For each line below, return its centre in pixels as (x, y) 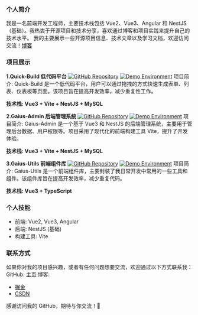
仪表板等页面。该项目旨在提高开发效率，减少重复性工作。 (86, 91)
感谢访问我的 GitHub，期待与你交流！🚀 (53, 306)
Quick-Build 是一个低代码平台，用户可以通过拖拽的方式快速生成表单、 (99, 83)
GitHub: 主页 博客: (28, 275)
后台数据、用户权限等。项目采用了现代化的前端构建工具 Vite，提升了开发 (99, 131)
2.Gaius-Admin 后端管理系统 (41, 116)
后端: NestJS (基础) (38, 229)
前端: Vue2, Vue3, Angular (47, 221)
